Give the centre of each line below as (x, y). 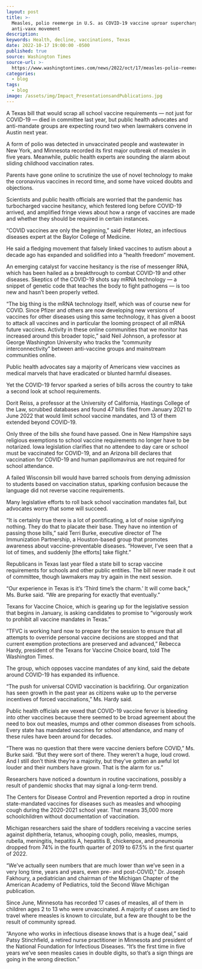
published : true (26, 51)
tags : (13, 85)
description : (23, 34)
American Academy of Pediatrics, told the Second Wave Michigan (88, 885)
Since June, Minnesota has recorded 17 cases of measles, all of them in (95, 903)
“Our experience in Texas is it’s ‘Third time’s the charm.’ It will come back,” (98, 588)
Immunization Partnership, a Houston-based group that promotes (87, 539)
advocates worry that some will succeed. (57, 508)
